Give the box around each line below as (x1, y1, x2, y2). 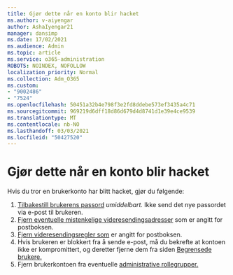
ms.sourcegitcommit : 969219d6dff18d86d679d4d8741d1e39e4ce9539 (7, 108, 196, 115)
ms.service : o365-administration (7, 56, 105, 63)
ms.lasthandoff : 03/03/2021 (7, 127, 90, 134)
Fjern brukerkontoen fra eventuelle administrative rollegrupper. (17, 260, 199, 269)
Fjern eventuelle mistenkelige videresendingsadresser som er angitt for (17, 216, 223, 224)
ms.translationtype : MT (7, 114, 77, 121)
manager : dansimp (7, 29, 58, 37)
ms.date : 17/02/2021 (7, 36, 68, 43)
